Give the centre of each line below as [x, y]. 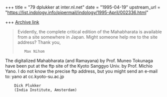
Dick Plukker [28, 86]
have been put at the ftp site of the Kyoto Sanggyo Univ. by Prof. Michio [79, 66]
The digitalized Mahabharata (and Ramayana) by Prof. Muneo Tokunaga [79, 61]
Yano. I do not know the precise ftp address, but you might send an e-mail [81, 71]
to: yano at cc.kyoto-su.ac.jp [34, 76]
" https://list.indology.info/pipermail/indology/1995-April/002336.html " [77, 12]
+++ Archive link [22, 22]
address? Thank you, [39, 42]
